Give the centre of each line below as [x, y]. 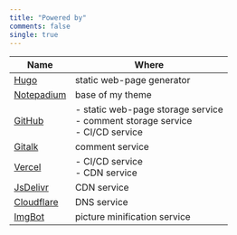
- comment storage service [134, 121]
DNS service [102, 202]
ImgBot [29, 217]
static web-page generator [133, 80]
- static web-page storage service [149, 109]
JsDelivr [32, 188]
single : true [34, 34]
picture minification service [133, 217]
